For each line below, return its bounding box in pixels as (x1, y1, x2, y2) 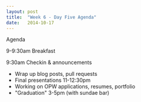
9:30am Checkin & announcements (6, 59, 92, 66)
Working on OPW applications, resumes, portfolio (14, 83, 136, 90)
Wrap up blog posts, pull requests (14, 71, 98, 78)
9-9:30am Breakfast (6, 47, 56, 55)
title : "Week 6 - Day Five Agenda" (6, 14, 97, 20)
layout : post (6, 8, 39, 15)
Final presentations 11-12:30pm (14, 76, 91, 84)
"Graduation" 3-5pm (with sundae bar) (14, 90, 110, 97)
